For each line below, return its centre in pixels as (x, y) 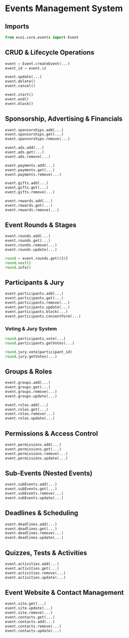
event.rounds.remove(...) (31, 245)
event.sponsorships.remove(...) (37, 139)
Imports (17, 26)
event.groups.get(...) (28, 387)
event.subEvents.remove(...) (34, 494)
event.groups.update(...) (31, 396)
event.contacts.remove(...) (33, 626)
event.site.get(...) (26, 604)
